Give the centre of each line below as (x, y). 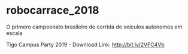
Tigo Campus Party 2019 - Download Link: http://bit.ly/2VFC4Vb (85, 45)
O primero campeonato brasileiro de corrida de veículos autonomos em (94, 27)
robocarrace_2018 (53, 10)
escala (14, 33)
